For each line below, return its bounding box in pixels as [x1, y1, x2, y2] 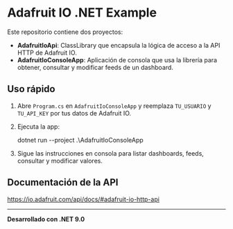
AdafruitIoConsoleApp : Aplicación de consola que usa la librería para [17, 55, 217, 64]
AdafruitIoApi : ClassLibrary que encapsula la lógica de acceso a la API [17, 41, 221, 49]
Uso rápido [7, 83, 55, 95]
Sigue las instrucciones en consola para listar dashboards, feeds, [17, 149, 205, 157]
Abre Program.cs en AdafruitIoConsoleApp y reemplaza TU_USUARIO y [17, 102, 212, 110]
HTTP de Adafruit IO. [17, 48, 78, 57]
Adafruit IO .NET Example [7, 5, 157, 21]
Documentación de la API [7, 176, 119, 188]
